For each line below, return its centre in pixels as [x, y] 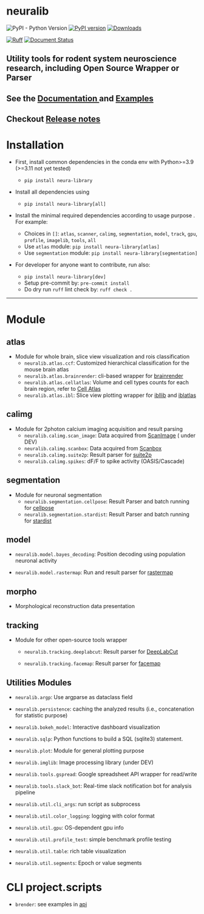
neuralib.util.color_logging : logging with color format [85, 816]
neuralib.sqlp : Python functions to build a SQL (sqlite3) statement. [99, 739]
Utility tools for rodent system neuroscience [92, 59]
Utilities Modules [39, 682]
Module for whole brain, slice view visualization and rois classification [102, 357]
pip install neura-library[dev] [65, 277]
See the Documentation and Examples [80, 98]
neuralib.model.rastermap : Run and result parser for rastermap [94, 572]
